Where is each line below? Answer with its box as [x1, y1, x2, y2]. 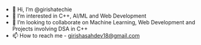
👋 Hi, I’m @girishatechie [12, 6, 72, 13]
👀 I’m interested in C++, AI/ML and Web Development [12, 12, 147, 19]
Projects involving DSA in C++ [12, 25, 88, 32]
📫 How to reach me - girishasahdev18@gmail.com [12, 32, 140, 39]
